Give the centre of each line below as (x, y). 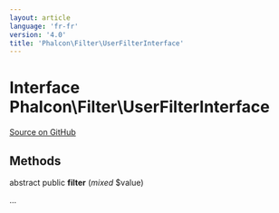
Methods (35, 161)
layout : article (40, 18)
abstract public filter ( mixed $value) (77, 183)
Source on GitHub (43, 132)
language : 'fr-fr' (44, 26)
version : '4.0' (38, 34)
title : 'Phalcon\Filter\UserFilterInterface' (96, 43)
